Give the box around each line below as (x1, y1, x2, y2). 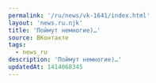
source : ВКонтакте (8, 33, 69, 42)
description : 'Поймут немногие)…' (8, 56, 123, 64)
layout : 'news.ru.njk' (8, 19, 83, 27)
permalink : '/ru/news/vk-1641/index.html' (8, 11, 150, 20)
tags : (8, 41, 26, 49)
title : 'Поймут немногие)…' (8, 26, 101, 34)
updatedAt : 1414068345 (8, 63, 83, 71)
